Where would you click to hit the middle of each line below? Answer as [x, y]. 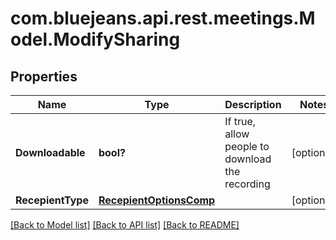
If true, [240, 121]
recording [247, 184]
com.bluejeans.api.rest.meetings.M [163, 18]
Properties [44, 76]
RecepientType [52, 200]
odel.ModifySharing [95, 39]
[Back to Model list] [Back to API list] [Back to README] [125, 225]
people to [247, 146]
